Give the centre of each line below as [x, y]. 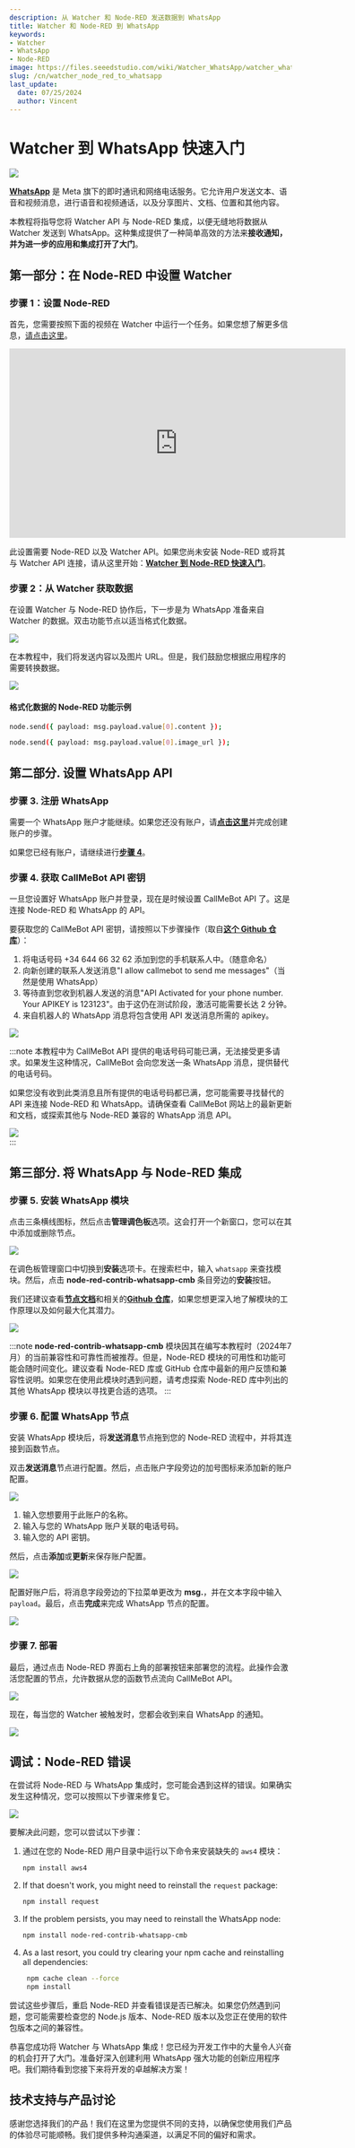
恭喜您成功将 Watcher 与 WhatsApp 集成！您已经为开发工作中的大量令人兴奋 [151, 2047]
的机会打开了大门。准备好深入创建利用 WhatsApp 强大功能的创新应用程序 [145, 2057]
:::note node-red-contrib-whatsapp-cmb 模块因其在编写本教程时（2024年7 [151, 1345]
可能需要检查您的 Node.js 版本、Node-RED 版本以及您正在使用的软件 [160, 2016]
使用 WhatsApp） [70, 982]
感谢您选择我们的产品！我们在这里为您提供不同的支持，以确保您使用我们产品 [151, 2123]
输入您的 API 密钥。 [59, 1537]
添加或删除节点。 [48, 1232]
